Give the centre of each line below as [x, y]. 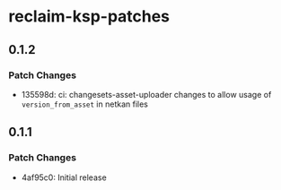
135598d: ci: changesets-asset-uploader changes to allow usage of [146, 94]
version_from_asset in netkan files [85, 104]
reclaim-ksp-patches [89, 17]
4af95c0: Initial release [64, 177]
